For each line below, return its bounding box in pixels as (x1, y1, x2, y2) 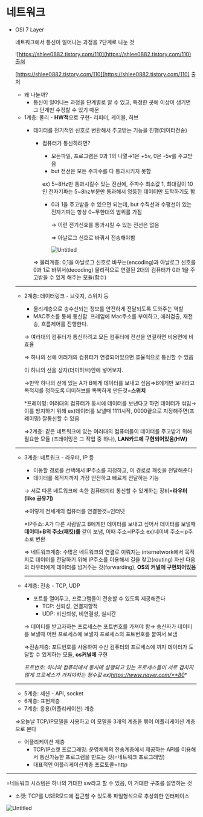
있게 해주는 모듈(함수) (55, 274, 107, 281)
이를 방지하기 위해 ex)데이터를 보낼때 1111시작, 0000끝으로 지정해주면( (24, 407, 190, 415)
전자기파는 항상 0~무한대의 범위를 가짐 (51, 208, 142, 215)
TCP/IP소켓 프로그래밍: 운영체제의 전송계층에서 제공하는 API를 (33, 746, 180, 753)
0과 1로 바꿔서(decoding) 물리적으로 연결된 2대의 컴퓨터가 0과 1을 (33, 266, 189, 273)
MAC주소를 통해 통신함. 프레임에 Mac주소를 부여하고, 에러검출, (33, 312, 182, 320)
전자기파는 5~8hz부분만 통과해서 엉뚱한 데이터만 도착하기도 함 (48, 188, 195, 195)
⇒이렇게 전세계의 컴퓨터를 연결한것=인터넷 (24, 507, 125, 514)
